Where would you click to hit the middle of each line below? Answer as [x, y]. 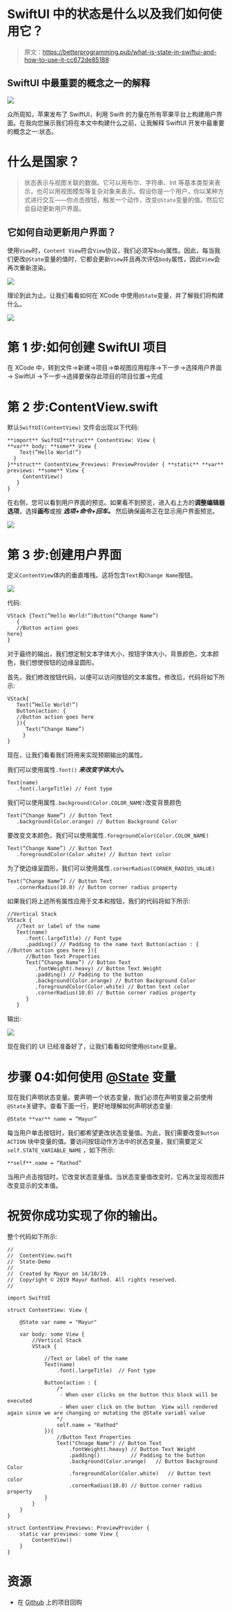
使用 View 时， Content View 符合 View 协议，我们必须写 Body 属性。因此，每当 [111, 250]
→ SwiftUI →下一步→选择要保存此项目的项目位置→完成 [85, 376]
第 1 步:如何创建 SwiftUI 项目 [87, 347]
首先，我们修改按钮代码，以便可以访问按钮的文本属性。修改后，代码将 [107, 677]
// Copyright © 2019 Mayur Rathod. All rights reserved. [92, 1280]
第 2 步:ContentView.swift [83, 407]
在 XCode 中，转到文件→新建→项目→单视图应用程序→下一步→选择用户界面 [115, 368]
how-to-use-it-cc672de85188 [66, 59]
